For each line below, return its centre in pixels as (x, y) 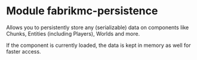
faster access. (24, 51)
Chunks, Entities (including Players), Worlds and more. (73, 33)
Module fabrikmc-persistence (82, 11)
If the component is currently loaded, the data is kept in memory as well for (98, 45)
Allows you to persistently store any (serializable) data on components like (98, 27)
